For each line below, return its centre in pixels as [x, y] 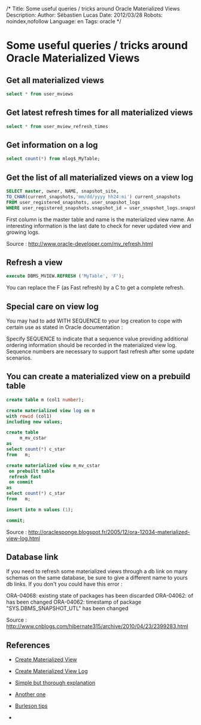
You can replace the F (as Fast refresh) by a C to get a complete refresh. [95, 288]
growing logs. [23, 232]
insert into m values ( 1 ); [40, 510]
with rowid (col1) [29, 416]
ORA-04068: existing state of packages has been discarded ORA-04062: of [100, 596]
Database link [32, 557]
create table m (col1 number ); [45, 400]
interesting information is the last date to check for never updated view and [99, 226]
